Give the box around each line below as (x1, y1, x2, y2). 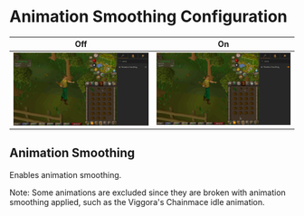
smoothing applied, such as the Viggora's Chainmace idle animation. (9, 196, 265, 207)
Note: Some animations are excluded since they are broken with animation (9, 187, 287, 198)
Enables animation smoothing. (9, 169, 122, 180)
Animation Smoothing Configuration (9, 6, 288, 27)
